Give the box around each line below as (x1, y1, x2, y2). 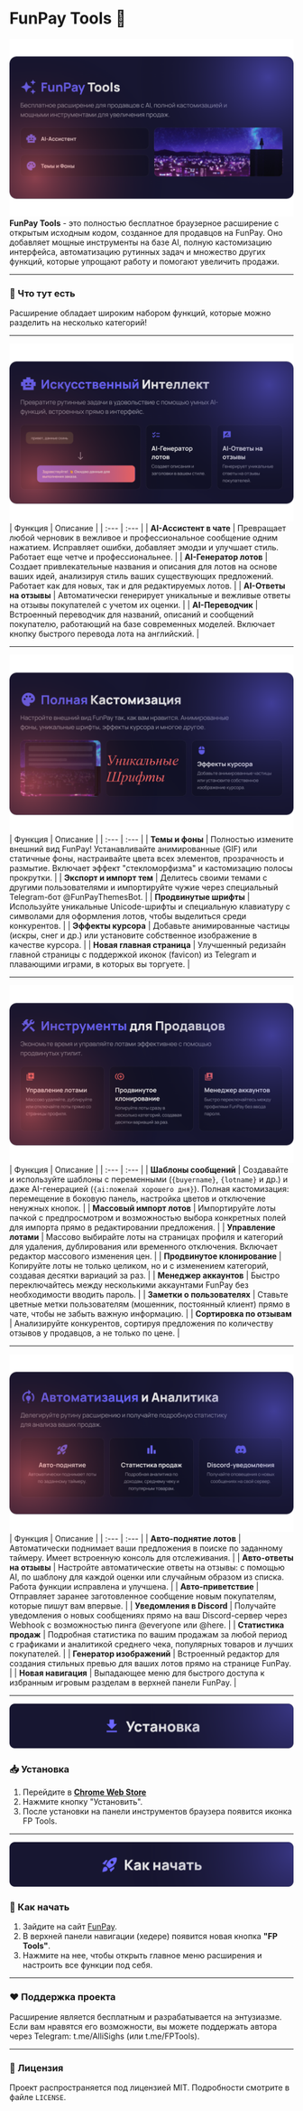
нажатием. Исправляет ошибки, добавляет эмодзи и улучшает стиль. (9, 542, 280, 553)
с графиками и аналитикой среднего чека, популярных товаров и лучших (9, 1639, 294, 1650)
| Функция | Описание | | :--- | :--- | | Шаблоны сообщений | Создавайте (9, 1165, 289, 1176)
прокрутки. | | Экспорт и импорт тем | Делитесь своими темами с (9, 872, 268, 884)
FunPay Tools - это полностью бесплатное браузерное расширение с (9, 217, 280, 229)
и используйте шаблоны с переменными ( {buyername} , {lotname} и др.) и (9, 1174, 289, 1185)
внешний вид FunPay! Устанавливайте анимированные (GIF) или (9, 844, 258, 855)
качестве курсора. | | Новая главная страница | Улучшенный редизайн (9, 940, 287, 951)
